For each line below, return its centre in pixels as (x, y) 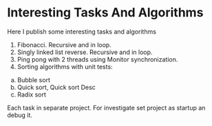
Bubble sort (33, 79)
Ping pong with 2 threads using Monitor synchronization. (97, 59)
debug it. (20, 115)
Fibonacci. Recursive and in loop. (64, 45)
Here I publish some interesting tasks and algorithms (82, 32)
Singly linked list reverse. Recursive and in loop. (85, 52)
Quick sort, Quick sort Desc (56, 87)
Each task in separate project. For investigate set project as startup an (106, 108)
